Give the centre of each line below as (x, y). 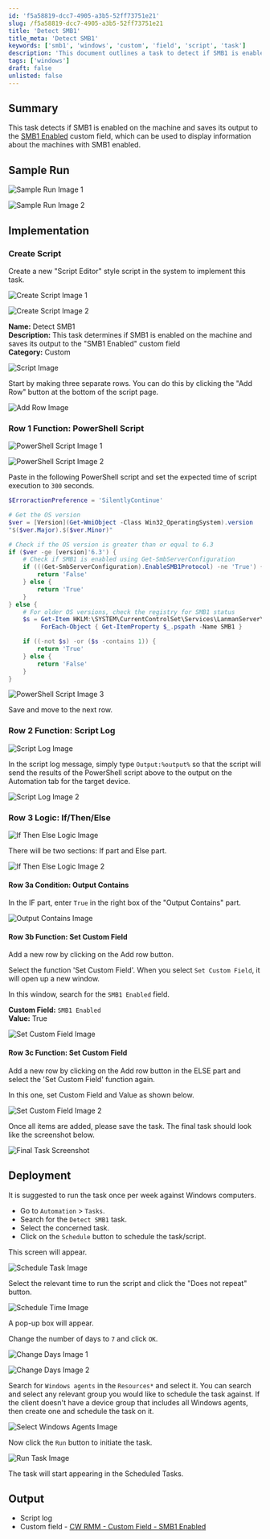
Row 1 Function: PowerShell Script (76, 428)
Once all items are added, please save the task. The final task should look (130, 1126)
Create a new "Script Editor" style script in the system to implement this (127, 271)
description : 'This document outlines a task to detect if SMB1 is (124, 53)
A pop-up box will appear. (51, 1323)
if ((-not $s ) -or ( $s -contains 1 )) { (90, 641)
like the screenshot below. (51, 1135)
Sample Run (39, 170)
